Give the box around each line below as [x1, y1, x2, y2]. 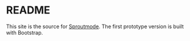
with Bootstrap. [6, 29, 43, 36]
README [6, 4, 51, 17]
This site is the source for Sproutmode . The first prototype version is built [6, 23, 184, 30]
